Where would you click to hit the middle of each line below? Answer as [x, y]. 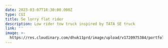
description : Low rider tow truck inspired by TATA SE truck [70, 24]
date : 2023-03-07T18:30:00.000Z [39, 10]
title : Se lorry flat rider [34, 19]
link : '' [14, 28]
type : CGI [15, 14]
